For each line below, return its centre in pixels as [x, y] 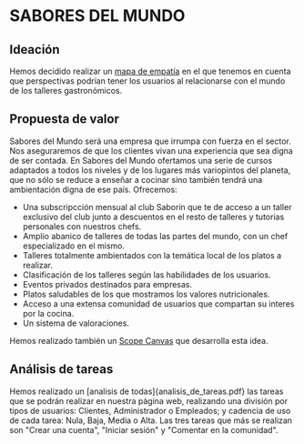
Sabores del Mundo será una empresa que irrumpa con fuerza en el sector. [150, 141]
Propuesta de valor [65, 119]
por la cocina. [48, 313]
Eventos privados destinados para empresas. [107, 284]
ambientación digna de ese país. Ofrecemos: [93, 189]
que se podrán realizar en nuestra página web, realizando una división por [149, 400]
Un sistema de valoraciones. [76, 323]
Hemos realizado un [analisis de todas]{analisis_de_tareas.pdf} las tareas [147, 391]
